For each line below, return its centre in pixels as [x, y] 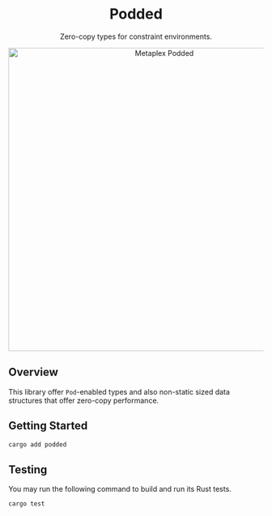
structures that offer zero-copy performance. [84, 400]
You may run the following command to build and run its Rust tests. [120, 489]
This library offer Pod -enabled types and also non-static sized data [119, 391]
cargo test [27, 504]
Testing [28, 469]
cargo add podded [38, 444]
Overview [34, 372]
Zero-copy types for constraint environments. [136, 36]
